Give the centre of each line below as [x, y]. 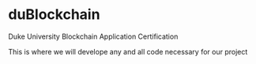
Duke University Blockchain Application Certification [93, 36]
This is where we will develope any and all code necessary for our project [128, 51]
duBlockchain [54, 15]
